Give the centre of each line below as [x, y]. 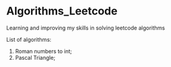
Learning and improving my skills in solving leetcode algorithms [86, 28]
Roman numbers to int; [43, 51]
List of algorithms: [29, 39]
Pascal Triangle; [35, 57]
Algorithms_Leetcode [62, 11]
